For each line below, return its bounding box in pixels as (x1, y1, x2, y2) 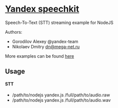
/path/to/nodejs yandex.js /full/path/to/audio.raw (12, 92, 110, 98)
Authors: (5, 29, 22, 35)
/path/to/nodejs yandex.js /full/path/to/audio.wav (12, 97, 111, 103)
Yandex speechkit (5, 3, 79, 15)
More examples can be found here (5, 53, 74, 59)
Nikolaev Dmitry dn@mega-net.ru (12, 43, 80, 49)
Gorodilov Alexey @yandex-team (12, 38, 79, 44)
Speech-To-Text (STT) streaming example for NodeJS (5, 20, 114, 25)
